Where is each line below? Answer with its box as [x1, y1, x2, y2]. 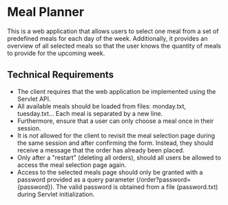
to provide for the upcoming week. [7, 49, 105, 57]
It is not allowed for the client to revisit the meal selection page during [17, 131, 216, 139]
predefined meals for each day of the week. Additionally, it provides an [7, 34, 208, 42]
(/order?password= [136, 175, 191, 184]
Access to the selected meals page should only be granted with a [17, 168, 203, 176]
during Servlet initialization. [17, 190, 95, 198]
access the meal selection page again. [17, 160, 127, 169]
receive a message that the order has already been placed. [17, 146, 185, 154]
